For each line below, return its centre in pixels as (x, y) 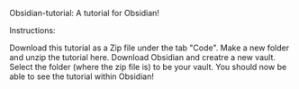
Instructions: (32, 30)
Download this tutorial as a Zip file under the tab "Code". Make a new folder (149, 48)
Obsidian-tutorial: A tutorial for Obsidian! (85, 13)
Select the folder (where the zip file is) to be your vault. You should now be (148, 67)
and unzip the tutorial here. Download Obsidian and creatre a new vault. (143, 57)
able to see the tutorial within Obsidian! (82, 76)
